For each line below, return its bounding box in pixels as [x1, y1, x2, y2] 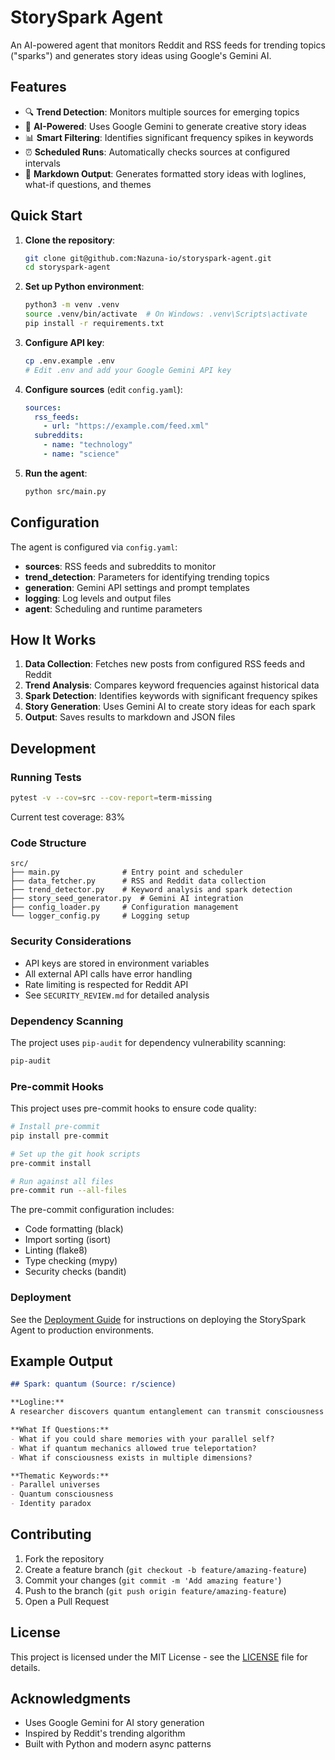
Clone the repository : [24, 234, 116, 246]
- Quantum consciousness [10, 1489, 114, 1500]
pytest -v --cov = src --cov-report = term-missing [10, 793, 213, 803]
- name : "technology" [43, 440, 133, 450]
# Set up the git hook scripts [10, 1149, 141, 1159]
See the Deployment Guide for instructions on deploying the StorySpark [10, 1313, 307, 1325]
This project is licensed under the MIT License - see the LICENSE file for [10, 1651, 308, 1663]
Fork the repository [24, 1552, 105, 1565]
